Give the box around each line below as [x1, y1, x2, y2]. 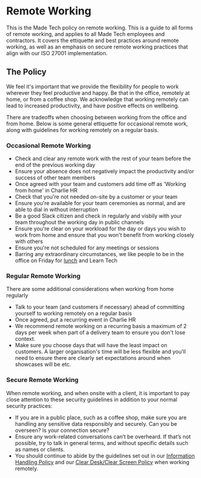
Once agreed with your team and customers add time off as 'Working [14, 181, 186, 188]
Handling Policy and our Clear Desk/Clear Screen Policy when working [14, 458, 190, 465]
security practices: [6, 402, 53, 409]
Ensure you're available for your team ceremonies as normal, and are [14, 200, 186, 207]
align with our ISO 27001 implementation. [6, 49, 108, 56]
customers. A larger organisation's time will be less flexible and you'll [14, 348, 186, 355]
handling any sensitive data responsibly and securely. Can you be [14, 420, 178, 427]
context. [14, 335, 36, 342]
